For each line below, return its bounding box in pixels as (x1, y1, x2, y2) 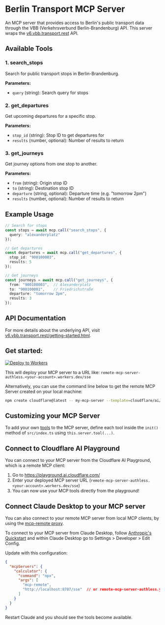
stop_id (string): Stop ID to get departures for (12, 132, 105, 138)
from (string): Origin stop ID (12, 180, 68, 186)
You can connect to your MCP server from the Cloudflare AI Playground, (5, 457, 151, 463)
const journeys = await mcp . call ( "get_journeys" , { (5, 278, 113, 282)
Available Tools (5, 44, 53, 53)
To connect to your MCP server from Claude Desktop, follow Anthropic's (5, 530, 152, 536)
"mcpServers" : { (9, 564, 43, 569)
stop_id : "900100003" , (9, 255, 56, 260)
